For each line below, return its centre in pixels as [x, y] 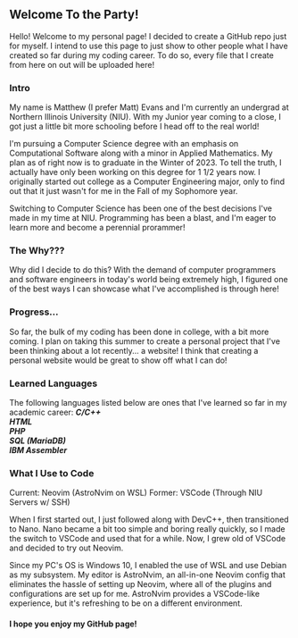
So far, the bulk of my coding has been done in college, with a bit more [139, 332]
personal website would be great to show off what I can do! [118, 360]
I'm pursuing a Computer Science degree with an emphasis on [124, 144]
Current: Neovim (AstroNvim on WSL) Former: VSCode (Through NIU [136, 493]
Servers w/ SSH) [40, 502]
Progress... [34, 312]
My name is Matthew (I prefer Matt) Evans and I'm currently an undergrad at [149, 107]
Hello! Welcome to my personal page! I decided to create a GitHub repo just [148, 36]
